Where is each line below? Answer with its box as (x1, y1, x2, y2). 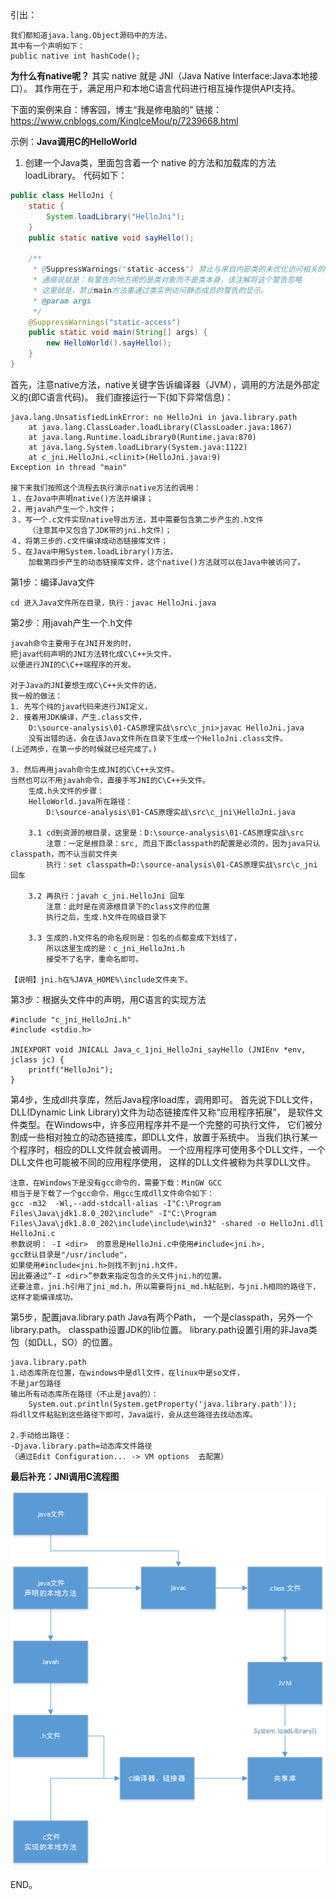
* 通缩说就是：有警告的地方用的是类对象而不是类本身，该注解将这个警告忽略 (32, 275, 303, 285)
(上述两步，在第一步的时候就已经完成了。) (10, 744, 158, 754)
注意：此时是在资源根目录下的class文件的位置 (46, 901, 210, 912)
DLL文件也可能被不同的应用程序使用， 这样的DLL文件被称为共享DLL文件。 (10, 1156, 316, 1168)
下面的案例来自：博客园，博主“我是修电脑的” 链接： (10, 104, 223, 115)
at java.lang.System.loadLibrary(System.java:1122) (28, 442, 248, 452)
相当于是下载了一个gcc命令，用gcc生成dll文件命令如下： (10, 1188, 215, 1198)
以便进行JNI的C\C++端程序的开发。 (10, 659, 136, 670)
